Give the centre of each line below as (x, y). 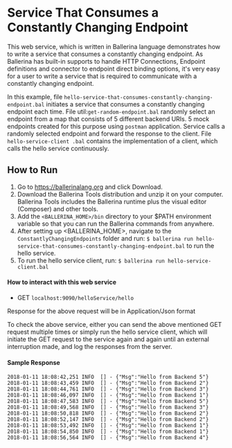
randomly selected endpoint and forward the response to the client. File (109, 134)
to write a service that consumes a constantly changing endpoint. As (105, 54)
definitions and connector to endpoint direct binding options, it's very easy (114, 69)
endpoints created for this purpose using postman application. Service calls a (116, 126)
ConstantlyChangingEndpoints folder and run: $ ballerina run (105, 238)
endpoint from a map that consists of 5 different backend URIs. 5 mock (108, 118)
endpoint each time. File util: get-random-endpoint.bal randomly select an (111, 111)
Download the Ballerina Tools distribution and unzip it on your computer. (120, 194)
